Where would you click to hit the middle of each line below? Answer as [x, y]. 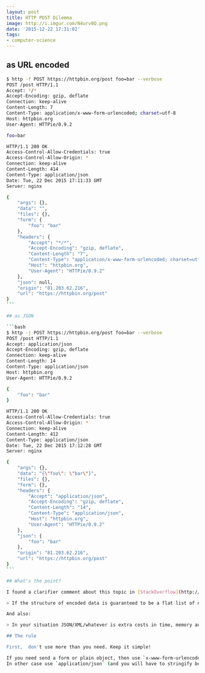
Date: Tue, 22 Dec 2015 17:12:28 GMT [54, 445]
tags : [13, 35]
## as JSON [20, 316]
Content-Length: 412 [33, 434]
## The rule [21, 636]
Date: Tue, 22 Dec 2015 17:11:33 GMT [54, 181]
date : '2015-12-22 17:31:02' [43, 29]
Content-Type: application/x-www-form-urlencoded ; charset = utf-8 [91, 113]
